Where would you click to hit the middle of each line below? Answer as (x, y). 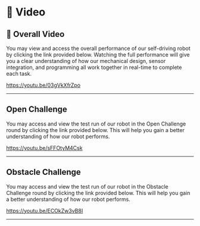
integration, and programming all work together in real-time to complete (94, 67)
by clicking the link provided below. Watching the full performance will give (98, 55)
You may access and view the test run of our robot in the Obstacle (87, 186)
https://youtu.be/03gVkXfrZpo (43, 85)
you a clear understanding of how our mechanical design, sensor (86, 61)
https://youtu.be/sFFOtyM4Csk (44, 147)
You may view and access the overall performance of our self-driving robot (98, 48)
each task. (19, 73)
